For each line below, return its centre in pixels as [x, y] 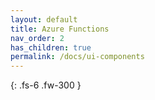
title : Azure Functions [60, 29]
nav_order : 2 [37, 38]
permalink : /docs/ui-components [77, 57]
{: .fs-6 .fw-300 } [46, 85]
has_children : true [51, 47]
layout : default [44, 19]
